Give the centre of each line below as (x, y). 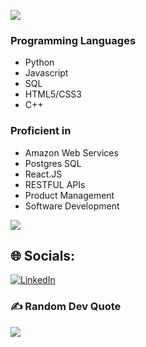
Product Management (69, 195)
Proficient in (41, 131)
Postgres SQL (53, 163)
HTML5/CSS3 (53, 94)
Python (39, 62)
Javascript (46, 73)
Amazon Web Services (71, 152)
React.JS (43, 174)
